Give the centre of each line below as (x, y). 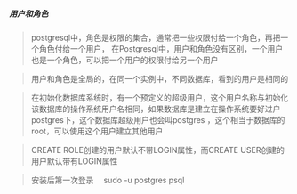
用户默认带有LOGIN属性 (74, 161)
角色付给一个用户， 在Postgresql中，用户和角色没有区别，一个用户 (161, 48)
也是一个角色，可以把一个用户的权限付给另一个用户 (124, 60)
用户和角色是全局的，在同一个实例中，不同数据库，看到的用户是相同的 (160, 78)
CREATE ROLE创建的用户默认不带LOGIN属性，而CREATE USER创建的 (157, 150)
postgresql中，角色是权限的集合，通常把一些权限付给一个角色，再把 (156, 37)
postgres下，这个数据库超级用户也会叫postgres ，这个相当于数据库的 (158, 119)
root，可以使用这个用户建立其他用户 (97, 131)
